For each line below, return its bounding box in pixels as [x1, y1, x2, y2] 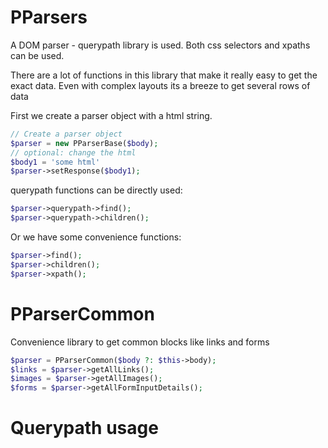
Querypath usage [10, 417, 159, 440]
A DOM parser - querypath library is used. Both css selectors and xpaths [10, 39, 311, 51]
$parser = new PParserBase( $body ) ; [10, 138, 159, 148]
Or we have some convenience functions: [10, 231, 182, 243]
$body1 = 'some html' [10, 157, 101, 167]
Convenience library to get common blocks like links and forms [10, 336, 270, 348]
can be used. [10, 49, 65, 61]
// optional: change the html [10, 147, 137, 158]
